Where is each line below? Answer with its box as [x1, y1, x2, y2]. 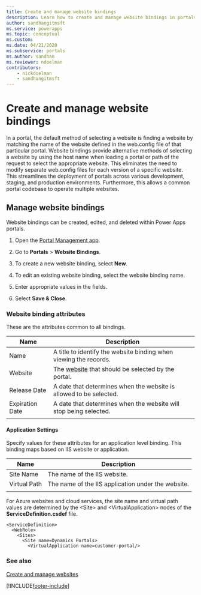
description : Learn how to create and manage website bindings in [6, 14, 175, 20]
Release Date [9, 386, 47, 394]
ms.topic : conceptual [6, 31, 60, 37]
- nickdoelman [17, 70, 52, 76]
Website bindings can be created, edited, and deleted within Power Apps [6, 219, 186, 226]
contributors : [6, 64, 42, 71]
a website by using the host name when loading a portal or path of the [6, 154, 179, 161]
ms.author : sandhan [6, 53, 55, 59]
